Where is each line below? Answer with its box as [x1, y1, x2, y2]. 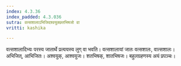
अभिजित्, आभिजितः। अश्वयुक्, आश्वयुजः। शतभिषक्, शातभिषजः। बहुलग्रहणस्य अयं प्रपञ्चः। [6, 53, 176, 60]
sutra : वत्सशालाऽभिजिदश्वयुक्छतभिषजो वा [6, 19, 80, 25]
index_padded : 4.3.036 [6, 14, 62, 20]
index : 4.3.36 [6, 8, 41, 15]
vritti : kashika [6, 25, 46, 31]
